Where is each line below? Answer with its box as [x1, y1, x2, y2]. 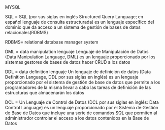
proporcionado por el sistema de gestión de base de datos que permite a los [5, 79, 161, 85]
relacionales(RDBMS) [5, 30, 48, 35]
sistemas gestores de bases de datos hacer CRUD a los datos [5, 59, 131, 65]
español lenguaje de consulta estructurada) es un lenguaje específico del [5, 19, 154, 25]
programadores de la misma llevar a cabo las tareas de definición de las [5, 85, 151, 90]
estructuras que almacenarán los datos [5, 90, 85, 95]
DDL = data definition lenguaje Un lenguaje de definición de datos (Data [5, 69, 151, 75]
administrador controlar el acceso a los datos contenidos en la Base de [5, 115, 149, 121]
